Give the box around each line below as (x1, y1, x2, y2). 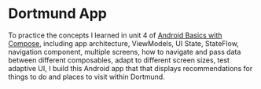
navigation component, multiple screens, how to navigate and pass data (8, 47, 241, 56)
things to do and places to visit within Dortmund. (8, 72, 165, 81)
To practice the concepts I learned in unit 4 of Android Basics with (8, 30, 222, 40)
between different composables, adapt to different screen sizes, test (8, 55, 230, 65)
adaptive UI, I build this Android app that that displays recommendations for (8, 63, 253, 73)
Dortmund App (8, 5, 108, 23)
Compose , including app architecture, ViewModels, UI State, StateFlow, (8, 38, 240, 48)
